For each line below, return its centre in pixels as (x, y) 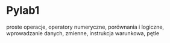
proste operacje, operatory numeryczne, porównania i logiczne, (85, 27)
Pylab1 (23, 10)
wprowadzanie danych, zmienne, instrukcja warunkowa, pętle (83, 33)
